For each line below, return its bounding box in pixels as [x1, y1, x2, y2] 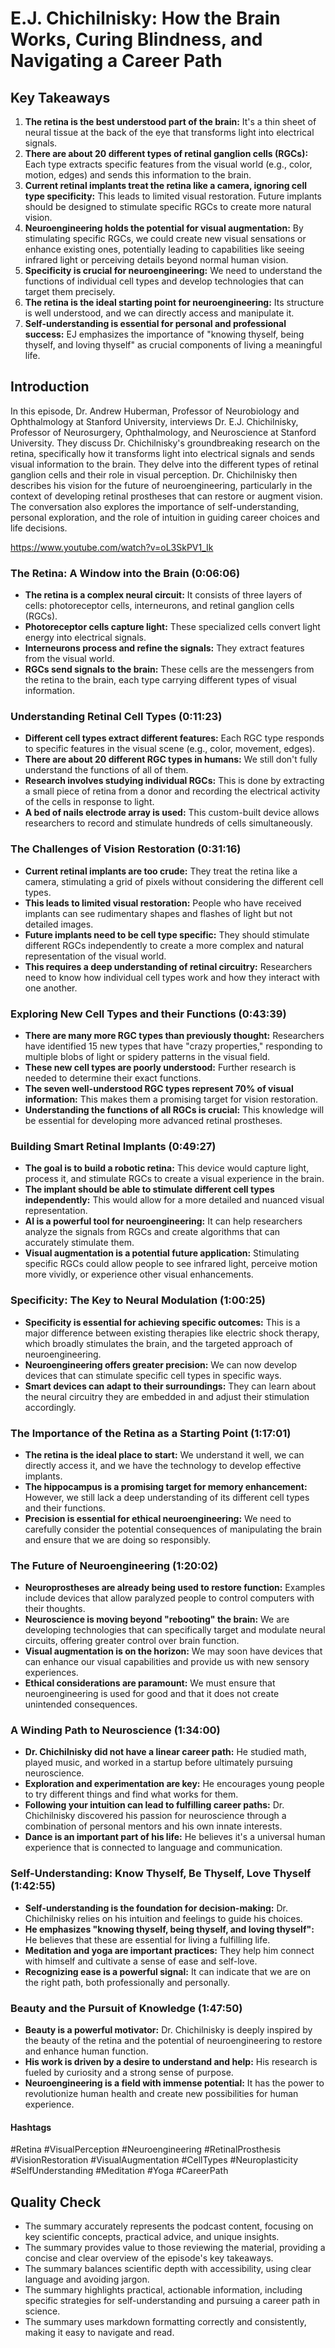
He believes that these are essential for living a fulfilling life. [24, 1933, 271, 1946]
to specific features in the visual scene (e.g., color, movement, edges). [24, 743, 316, 755]
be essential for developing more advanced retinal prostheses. [24, 1115, 283, 1126]
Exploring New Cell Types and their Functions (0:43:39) [10, 1007, 287, 1021]
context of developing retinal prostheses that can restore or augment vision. [10, 490, 323, 502]
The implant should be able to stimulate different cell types [24, 1183, 275, 1196]
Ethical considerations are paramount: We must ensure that [24, 1677, 276, 1689]
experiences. [24, 1667, 79, 1679]
